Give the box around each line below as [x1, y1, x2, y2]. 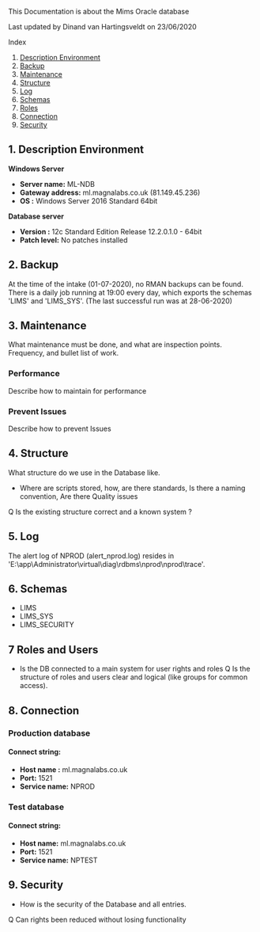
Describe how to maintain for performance [8, 386, 147, 395]
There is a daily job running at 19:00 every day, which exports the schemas [8, 287, 252, 297]
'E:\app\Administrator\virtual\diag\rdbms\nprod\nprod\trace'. [8, 559, 205, 569]
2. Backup [8, 258, 59, 272]
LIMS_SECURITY [19, 620, 75, 630]
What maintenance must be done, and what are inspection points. [8, 340, 223, 349]
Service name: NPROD [19, 782, 96, 791]
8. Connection [8, 704, 80, 717]
